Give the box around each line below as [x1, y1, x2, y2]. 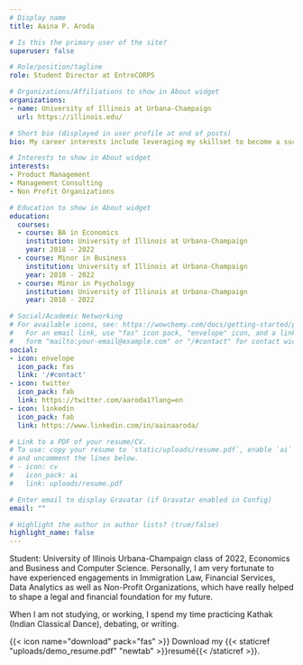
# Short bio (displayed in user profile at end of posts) [9, 128, 232, 138]
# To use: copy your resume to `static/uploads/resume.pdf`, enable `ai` [9, 446, 293, 455]
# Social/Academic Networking [9, 312, 124, 321]
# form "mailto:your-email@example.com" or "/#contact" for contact [9, 337, 280, 346]
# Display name [9, 13, 67, 23]
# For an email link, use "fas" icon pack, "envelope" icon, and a [9, 328, 277, 337]
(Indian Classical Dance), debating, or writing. [9, 619, 179, 630]
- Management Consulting [9, 179, 103, 188]
